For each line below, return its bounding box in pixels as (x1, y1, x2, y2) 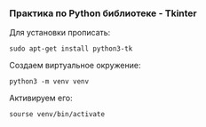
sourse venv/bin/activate (9, 110, 105, 119)
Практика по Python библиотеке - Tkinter (9, 7, 197, 20)
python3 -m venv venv (9, 77, 90, 86)
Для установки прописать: (9, 28, 111, 38)
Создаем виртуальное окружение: (9, 60, 141, 71)
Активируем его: (9, 92, 73, 104)
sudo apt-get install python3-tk (9, 44, 133, 53)
